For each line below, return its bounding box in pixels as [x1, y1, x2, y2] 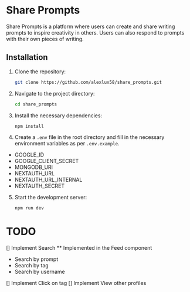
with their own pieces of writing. [6, 35, 84, 42]
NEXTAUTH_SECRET [14, 182, 65, 189]
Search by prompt [14, 256, 59, 263]
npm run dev [14, 205, 44, 211]
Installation [6, 52, 48, 62]
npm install [14, 123, 44, 129]
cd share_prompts [14, 101, 57, 107]
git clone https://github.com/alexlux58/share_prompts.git [14, 79, 162, 85]
